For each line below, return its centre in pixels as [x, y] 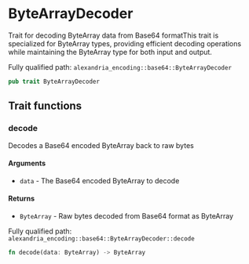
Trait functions [45, 106]
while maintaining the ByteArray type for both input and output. [110, 52]
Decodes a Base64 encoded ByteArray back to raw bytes [101, 145]
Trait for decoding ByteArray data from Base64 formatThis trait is [114, 35]
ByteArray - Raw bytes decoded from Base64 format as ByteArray [126, 215]
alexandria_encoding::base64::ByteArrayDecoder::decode [101, 239]
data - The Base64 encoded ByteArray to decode [99, 180]
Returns [22, 199]
